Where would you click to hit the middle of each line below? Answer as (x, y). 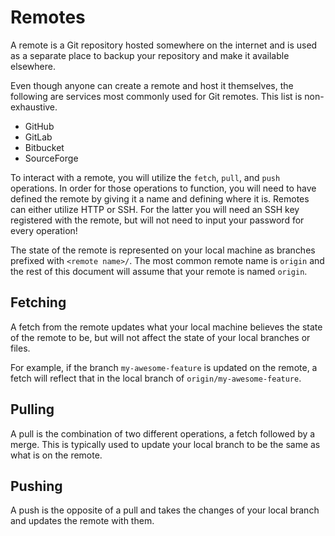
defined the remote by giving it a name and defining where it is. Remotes (160, 198)
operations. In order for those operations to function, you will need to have (163, 188)
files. (20, 348)
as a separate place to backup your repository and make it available (150, 55)
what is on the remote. (56, 455)
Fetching (38, 302)
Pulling (32, 409)
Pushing (36, 486)
